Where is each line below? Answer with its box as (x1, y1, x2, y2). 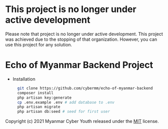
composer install (17, 90, 54, 95)
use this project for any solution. (5, 41, 72, 47)
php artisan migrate (17, 104, 61, 109)
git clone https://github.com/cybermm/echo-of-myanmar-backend (17, 86, 153, 91)
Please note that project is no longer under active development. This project (5, 31, 163, 37)
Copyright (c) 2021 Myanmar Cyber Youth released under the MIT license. (5, 118, 159, 124)
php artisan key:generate (17, 95, 72, 100)
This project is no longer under (5, 4, 137, 15)
